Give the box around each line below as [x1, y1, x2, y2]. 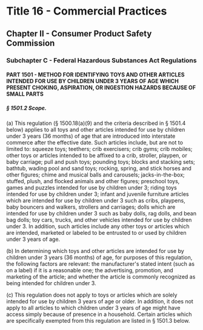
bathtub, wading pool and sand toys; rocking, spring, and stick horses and [6, 165, 192, 172]
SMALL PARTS [6, 90, 44, 98]
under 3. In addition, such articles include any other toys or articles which [6, 223, 190, 230]
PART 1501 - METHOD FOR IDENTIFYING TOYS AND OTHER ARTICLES [6, 71, 185, 78]
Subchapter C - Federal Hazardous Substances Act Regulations [6, 56, 197, 64]
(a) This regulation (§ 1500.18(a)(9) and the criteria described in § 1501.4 [6, 120, 186, 127]
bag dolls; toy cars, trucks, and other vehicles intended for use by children [6, 217, 192, 224]
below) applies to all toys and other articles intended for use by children [6, 126, 185, 133]
